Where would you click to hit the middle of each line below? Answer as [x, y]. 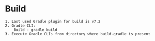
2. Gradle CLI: [20, 26]
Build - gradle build [35, 30]
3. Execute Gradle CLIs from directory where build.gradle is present [78, 34]
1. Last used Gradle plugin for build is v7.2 [53, 21]
